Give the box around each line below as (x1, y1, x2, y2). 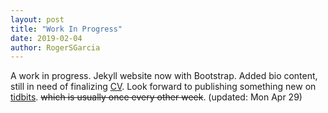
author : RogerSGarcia (10, 42, 101, 53)
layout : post (10, 14, 65, 25)
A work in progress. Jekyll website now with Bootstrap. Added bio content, (10, 70, 318, 82)
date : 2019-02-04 (10, 33, 83, 43)
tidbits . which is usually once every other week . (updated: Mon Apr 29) (10, 91, 303, 103)
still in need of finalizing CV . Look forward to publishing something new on (10, 81, 317, 93)
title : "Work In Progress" (10, 24, 123, 34)
